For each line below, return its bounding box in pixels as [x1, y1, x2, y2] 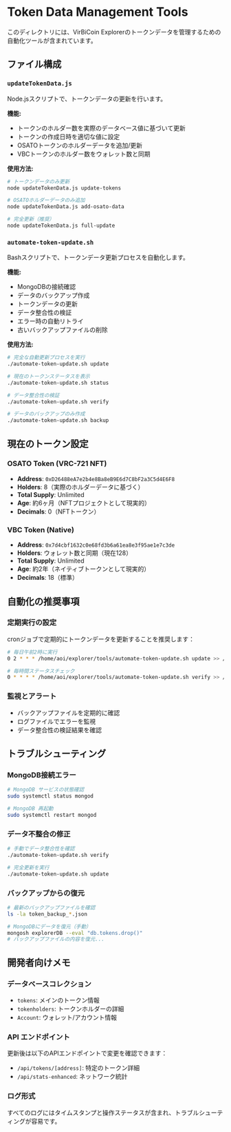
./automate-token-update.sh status [7, 379, 109, 386]
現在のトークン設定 [7, 438, 89, 449]
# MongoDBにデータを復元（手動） [7, 923, 91, 930]
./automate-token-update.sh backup [7, 417, 109, 424]
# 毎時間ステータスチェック [7, 667, 76, 674]
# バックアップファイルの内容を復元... [7, 936, 105, 943]
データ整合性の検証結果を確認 [16, 725, 102, 734]
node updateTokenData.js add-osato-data [7, 203, 125, 210]
